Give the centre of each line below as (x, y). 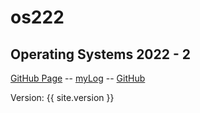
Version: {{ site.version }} (62, 97)
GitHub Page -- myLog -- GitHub (78, 78)
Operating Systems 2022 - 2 (100, 54)
